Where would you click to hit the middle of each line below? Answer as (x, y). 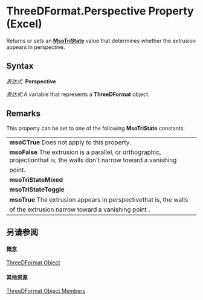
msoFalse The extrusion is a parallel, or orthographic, (85, 152)
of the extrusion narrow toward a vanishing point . (80, 209)
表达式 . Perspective (31, 81)
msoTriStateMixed (36, 179)
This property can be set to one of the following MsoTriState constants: (96, 128)
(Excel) (24, 24)
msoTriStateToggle (37, 190)
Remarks (24, 114)
